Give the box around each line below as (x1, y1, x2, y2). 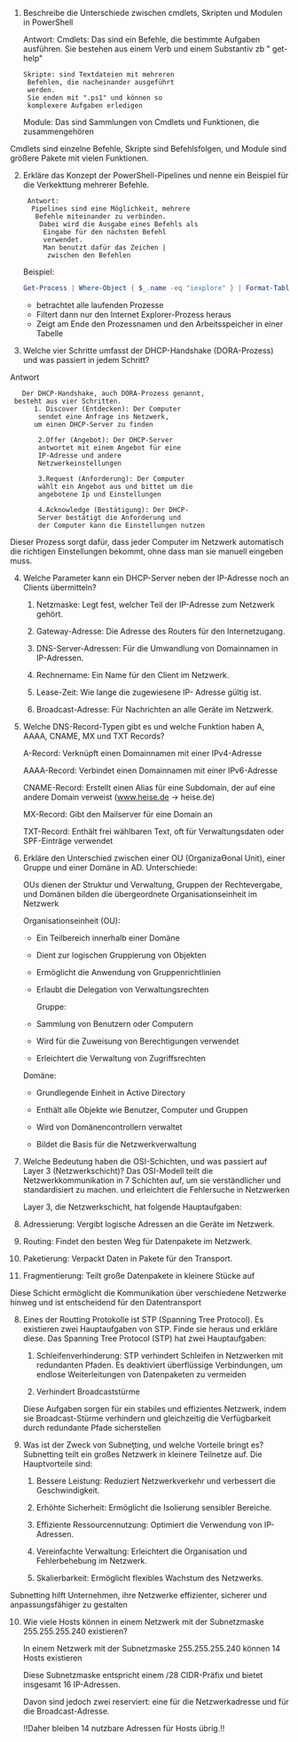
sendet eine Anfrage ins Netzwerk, (37, 412, 169, 421)
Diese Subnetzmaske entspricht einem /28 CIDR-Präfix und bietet (22, 1669, 263, 1680)
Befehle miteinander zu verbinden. (35, 212, 167, 221)
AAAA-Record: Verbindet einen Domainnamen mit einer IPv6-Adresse (22, 765, 278, 776)
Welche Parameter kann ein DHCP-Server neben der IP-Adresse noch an (22, 572, 289, 583)
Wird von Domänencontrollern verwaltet (35, 1122, 183, 1132)
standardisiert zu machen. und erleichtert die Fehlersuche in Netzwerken (22, 1184, 291, 1194)
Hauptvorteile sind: (22, 1458, 93, 1469)
